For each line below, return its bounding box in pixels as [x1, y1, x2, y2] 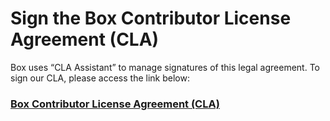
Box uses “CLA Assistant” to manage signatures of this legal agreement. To [10, 61, 320, 73]
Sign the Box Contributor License [10, 7, 292, 30]
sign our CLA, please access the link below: [10, 72, 190, 84]
